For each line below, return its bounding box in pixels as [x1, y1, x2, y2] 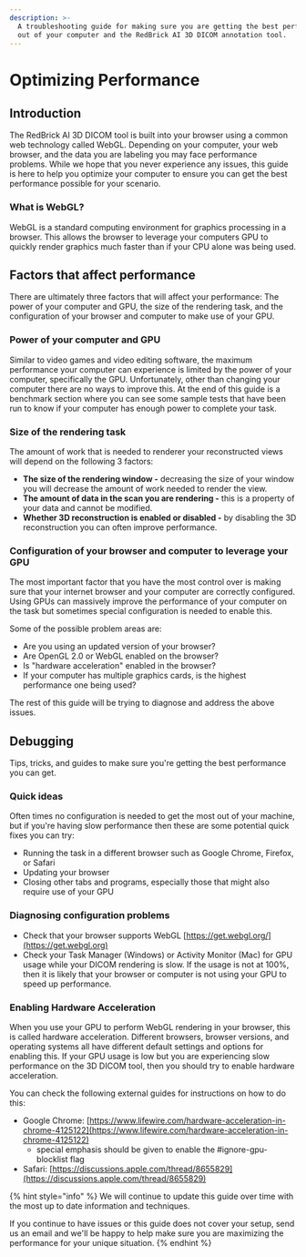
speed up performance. [22, 978, 112, 989]
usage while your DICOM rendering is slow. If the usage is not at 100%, [22, 958, 290, 970]
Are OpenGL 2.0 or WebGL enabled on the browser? [22, 650, 219, 661]
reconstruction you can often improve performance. [22, 522, 218, 533]
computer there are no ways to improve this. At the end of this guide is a [9, 383, 280, 394]
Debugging [9, 733, 75, 749]
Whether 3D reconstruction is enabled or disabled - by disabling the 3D [22, 512, 297, 524]
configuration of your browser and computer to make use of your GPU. [9, 311, 275, 322]
